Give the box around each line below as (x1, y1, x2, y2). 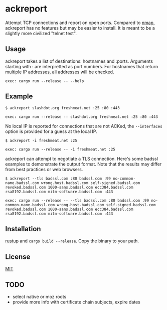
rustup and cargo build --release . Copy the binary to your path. (5, 238, 139, 244)
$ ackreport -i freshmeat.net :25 (5, 138, 78, 143)
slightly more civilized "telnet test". (5, 30, 77, 36)
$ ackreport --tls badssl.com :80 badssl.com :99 (5, 176, 111, 181)
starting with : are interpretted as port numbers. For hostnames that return (5, 63, 158, 69)
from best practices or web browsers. (5, 166, 83, 172)
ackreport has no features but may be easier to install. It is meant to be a (5, 25, 155, 31)
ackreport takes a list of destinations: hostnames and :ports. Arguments (5, 58, 153, 64)
